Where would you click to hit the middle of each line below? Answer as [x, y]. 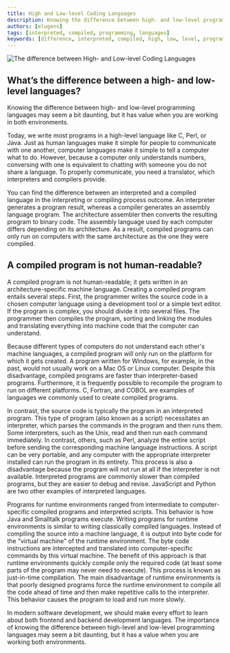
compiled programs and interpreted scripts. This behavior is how [123, 511]
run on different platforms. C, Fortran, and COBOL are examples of [101, 390]
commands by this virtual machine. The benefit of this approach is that [107, 555]
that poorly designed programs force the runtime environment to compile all [114, 584]
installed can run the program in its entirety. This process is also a [100, 462]
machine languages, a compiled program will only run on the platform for [110, 353]
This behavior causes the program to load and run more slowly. [96, 599]
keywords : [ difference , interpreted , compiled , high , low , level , [104, 39]
